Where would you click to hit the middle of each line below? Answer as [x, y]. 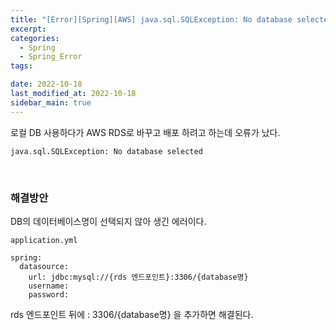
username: [49, 286]
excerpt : [28, 29]
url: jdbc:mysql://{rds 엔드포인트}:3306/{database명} [138, 277]
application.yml [44, 240]
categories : [35, 38]
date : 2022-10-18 [46, 84]
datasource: [44, 266]
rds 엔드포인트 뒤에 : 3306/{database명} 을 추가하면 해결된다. [132, 314]
